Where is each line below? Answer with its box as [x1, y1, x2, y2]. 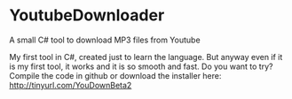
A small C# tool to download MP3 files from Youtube [9, 34, 201, 45]
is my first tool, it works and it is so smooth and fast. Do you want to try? [9, 61, 273, 72]
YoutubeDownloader [9, 5, 165, 26]
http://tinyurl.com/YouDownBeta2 [9, 80, 132, 90]
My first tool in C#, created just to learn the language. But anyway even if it [9, 51, 283, 62]
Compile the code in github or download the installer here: [9, 70, 222, 80]
